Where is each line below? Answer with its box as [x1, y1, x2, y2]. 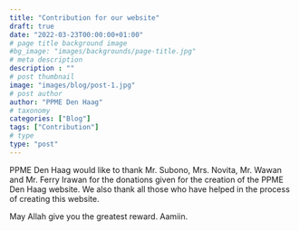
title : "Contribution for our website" [9, 13, 160, 23]
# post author [9, 89, 63, 98]
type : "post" [9, 140, 59, 149]
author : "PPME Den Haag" [9, 97, 103, 107]
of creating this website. [9, 193, 100, 204]
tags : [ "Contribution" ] [9, 123, 100, 132]
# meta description [9, 55, 83, 64]
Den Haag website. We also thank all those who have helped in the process [9, 183, 290, 195]
